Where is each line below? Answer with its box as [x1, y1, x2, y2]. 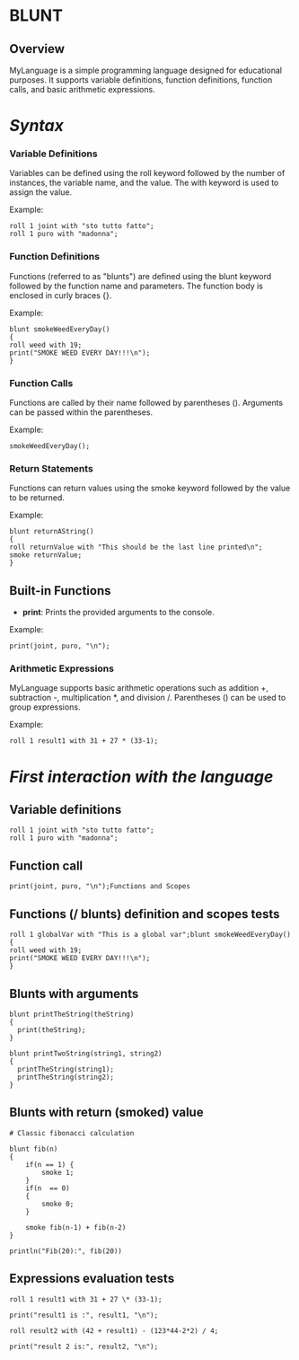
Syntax [9, 116, 65, 136]
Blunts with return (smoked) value [9, 1105, 204, 1120]
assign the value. [9, 187, 73, 198]
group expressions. [9, 702, 81, 712]
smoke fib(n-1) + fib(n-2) [25, 1223, 127, 1232]
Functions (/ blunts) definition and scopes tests [9, 906, 280, 922]
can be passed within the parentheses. [9, 407, 154, 418]
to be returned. [9, 492, 66, 503]
